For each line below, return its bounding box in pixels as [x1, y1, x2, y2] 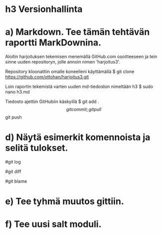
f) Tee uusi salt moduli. [5, 218, 102, 230]
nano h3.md [5, 89, 30, 95]
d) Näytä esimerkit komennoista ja [5, 131, 151, 143]
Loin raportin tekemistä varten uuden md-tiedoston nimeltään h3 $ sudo [5, 83, 154, 89]
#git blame [5, 178, 27, 184]
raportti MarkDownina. [5, 37, 101, 48]
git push [5, 114, 22, 120]
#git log [5, 159, 21, 165]
